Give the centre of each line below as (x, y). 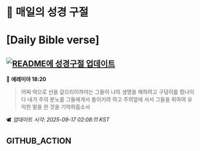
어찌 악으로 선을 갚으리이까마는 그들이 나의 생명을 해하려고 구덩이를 (99, 92)
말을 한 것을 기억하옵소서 (61, 107)
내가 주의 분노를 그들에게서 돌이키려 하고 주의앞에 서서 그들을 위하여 (107, 99)
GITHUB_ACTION (39, 141)
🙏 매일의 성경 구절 (47, 12)
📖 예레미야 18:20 (26, 79)
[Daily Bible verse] (53, 40)
